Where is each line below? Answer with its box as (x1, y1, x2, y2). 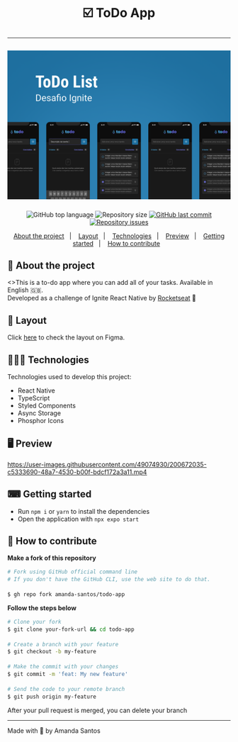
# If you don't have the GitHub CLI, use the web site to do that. (7, 576, 211, 583)
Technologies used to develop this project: (7, 373, 132, 381)
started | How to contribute (72, 239, 161, 247)
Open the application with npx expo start (17, 515, 140, 523)
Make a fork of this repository (7, 553, 97, 563)
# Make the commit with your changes (7, 663, 119, 670)
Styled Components (17, 401, 76, 410)
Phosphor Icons (17, 417, 64, 425)
